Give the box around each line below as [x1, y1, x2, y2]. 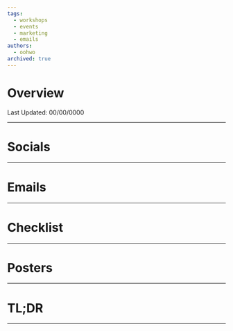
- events [13, 23, 39, 30]
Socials [7, 139, 51, 155]
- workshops [13, 17, 49, 24]
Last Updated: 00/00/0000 [7, 108, 85, 117]
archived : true [7, 56, 51, 62]
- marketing [13, 29, 49, 37]
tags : [7, 10, 23, 17]
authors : [7, 42, 33, 49]
